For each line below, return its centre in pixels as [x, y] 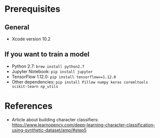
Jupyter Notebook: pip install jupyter [52, 71]
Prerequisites [33, 9]
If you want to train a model [47, 54]
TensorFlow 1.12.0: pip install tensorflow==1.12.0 [64, 77]
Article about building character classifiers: [55, 119]
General [17, 27]
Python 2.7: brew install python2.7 [48, 66]
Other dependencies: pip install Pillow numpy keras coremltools [80, 82]
